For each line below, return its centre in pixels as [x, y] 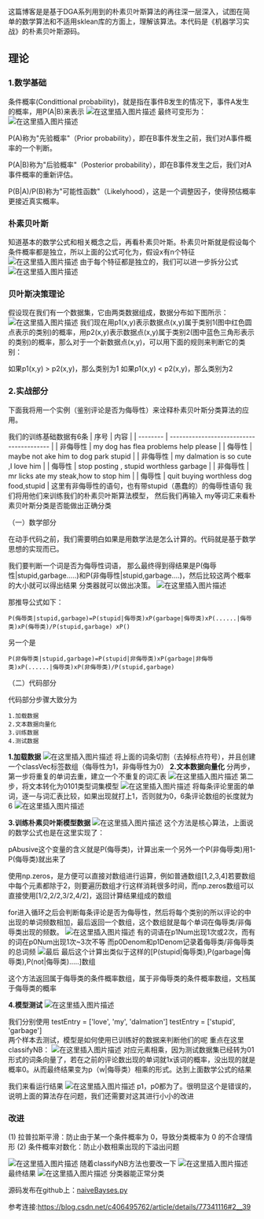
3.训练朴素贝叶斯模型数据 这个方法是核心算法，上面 [128, 823]
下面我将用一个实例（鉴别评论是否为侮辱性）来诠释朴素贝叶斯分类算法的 [125, 410]
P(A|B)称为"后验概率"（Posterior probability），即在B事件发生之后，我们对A [130, 165]
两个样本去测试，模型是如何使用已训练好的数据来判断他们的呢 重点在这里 [126, 1039]
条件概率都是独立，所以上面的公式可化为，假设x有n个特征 [101, 251]
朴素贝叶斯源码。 [56, 31]
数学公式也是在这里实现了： [59, 832]
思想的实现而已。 [36, 548]
